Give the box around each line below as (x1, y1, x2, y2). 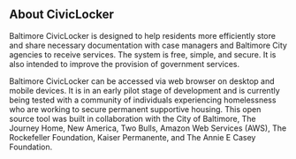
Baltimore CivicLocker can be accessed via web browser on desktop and (9, 75, 276, 87)
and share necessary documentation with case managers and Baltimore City (9, 40, 287, 50)
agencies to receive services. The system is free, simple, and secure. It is (9, 49, 277, 60)
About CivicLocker (9, 7, 115, 22)
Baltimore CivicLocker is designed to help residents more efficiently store (9, 30, 277, 41)
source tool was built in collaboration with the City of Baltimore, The (9, 113, 256, 124)
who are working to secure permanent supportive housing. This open (9, 103, 262, 114)
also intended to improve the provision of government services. (9, 58, 240, 69)
